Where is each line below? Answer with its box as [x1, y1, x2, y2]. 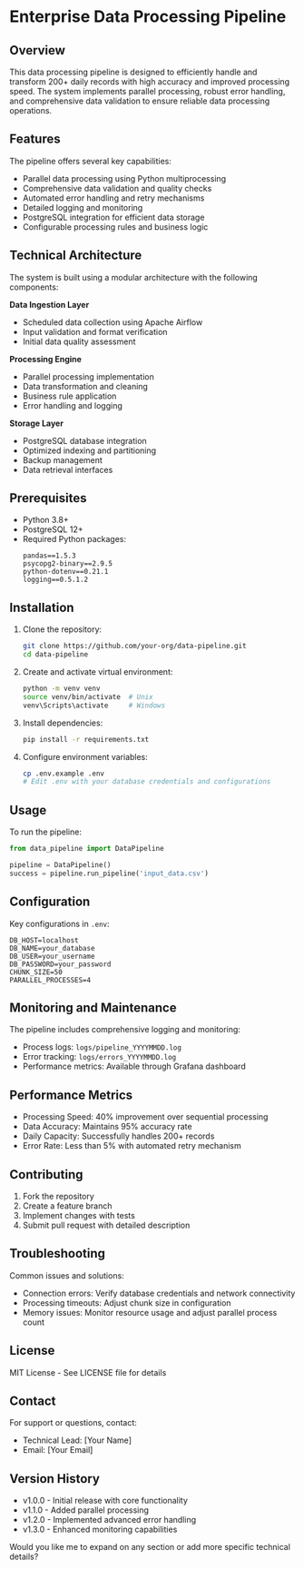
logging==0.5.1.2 [22, 575, 89, 585]
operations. [9, 105, 53, 115]
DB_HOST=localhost [9, 935, 79, 945]
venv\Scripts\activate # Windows [22, 701, 166, 710]
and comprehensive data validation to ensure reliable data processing [9, 95, 270, 106]
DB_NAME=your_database [9, 943, 95, 952]
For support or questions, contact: [9, 1417, 138, 1428]
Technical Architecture [9, 248, 142, 263]
